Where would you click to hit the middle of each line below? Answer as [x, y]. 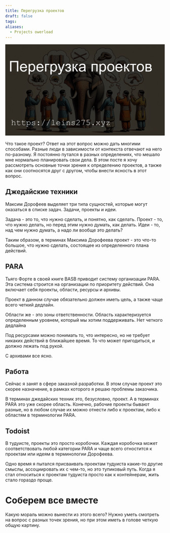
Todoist [17, 431]
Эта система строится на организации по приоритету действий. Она [80, 284]
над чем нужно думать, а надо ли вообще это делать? [64, 230]
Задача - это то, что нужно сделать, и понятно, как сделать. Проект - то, [84, 219]
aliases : [14, 27]
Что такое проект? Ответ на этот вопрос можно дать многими [73, 144]
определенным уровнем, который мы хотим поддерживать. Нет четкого [84, 320]
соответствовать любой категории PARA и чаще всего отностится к [79, 449]
